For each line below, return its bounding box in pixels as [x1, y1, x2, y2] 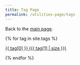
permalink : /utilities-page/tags [5, 12, 75, 17]
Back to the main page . [5, 25, 53, 31]
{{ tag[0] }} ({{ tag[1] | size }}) [5, 45, 66, 51]
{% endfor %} [5, 54, 34, 60]
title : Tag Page [5, 7, 39, 12]
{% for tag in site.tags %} [5, 35, 58, 41]
